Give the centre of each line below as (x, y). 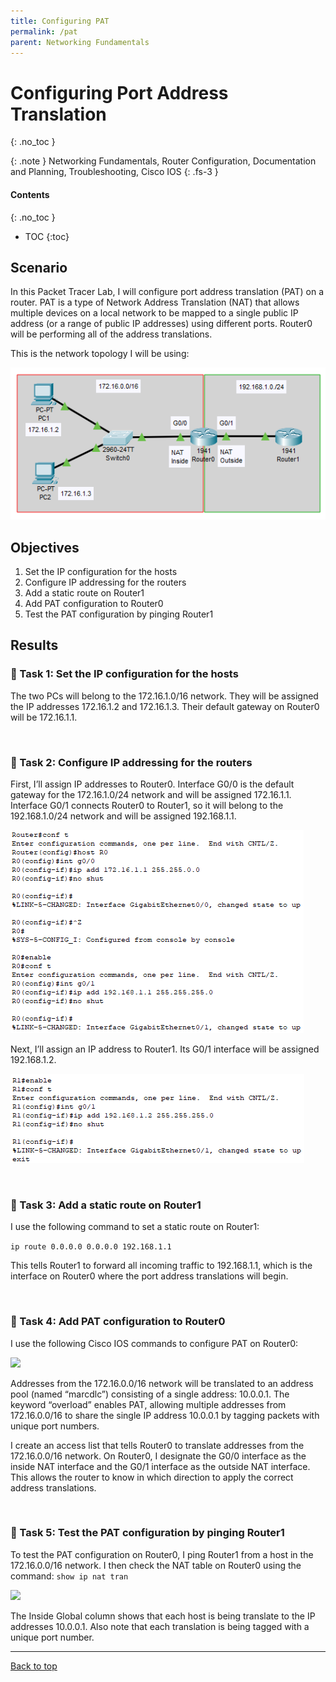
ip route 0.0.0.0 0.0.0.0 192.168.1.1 (91, 1247)
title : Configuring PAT (60, 21)
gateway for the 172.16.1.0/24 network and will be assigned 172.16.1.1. (151, 794)
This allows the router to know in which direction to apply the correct (152, 1477)
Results (34, 645)
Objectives (45, 547)
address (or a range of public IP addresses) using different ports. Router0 (161, 324)
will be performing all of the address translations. (111, 334)
